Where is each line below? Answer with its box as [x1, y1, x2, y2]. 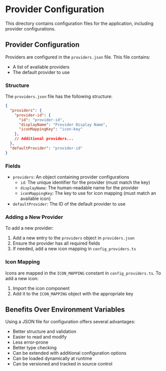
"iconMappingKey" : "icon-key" [18, 127, 83, 132]
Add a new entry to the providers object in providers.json [12, 235, 135, 241]
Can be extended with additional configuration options [12, 350, 127, 356]
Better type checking [12, 345, 57, 351]
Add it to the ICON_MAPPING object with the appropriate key [12, 290, 134, 296]
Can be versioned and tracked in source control [12, 361, 113, 367]
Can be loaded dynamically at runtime [12, 355, 92, 361]
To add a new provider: [5, 225, 54, 231]
